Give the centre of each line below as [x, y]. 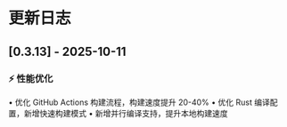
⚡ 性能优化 [31, 78]
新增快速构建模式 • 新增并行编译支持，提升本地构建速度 [126, 113]
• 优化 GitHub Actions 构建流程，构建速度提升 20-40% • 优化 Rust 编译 [139, 102]
